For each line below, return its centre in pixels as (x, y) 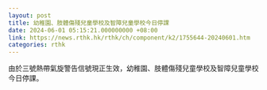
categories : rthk (37, 45)
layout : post (30, 15)
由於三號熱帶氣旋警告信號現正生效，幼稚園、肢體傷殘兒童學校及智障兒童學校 (133, 69)
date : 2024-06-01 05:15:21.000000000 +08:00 (83, 30)
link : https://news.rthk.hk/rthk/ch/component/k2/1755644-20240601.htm (129, 37)
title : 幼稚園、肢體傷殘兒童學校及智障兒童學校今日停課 (89, 23)
